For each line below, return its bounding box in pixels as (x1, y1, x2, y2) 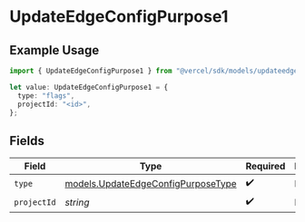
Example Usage (9, 43, 100, 58)
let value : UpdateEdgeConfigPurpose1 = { (9, 82, 169, 92)
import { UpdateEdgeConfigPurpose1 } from (9, 66, 172, 75)
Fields (9, 133, 45, 149)
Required (245, 160, 286, 173)
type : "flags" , (17, 91, 75, 101)
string (64, 196, 90, 208)
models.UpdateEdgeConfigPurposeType (64, 177, 238, 189)
